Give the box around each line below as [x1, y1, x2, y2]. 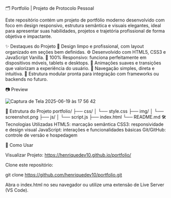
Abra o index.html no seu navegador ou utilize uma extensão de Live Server [5, 182, 164, 188]
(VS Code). [5, 187, 29, 193]
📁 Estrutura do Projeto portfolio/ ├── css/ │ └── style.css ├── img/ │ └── [5, 108, 164, 114]
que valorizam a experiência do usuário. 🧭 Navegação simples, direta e [5, 65, 155, 71]
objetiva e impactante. [5, 33, 52, 39]
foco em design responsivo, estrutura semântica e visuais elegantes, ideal [5, 23, 161, 28]
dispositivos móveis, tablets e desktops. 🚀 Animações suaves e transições [5, 60, 162, 66]
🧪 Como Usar [5, 142, 34, 148]
